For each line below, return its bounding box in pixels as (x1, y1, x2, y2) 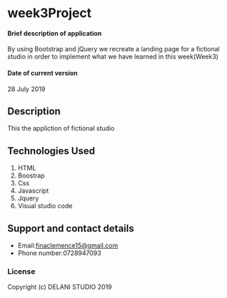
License (7, 266, 36, 276)
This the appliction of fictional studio (7, 124, 115, 133)
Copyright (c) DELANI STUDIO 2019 (7, 283, 112, 292)
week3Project (7, 5, 92, 21)
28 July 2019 (7, 84, 46, 93)
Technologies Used (7, 145, 95, 157)
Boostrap (17, 171, 45, 180)
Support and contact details (7, 222, 134, 235)
